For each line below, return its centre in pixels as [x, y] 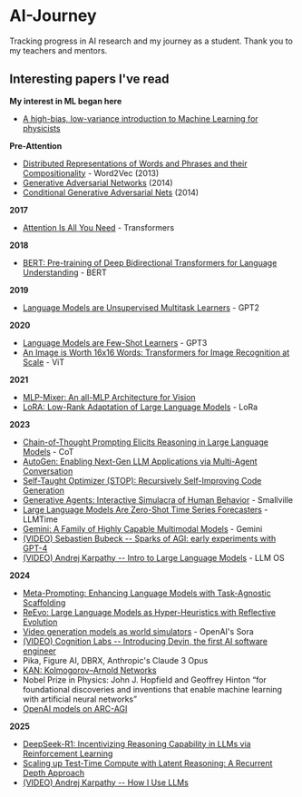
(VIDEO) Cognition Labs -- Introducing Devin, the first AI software [145, 641]
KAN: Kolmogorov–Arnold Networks [89, 670]
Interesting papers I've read [89, 79]
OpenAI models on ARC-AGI [75, 708]
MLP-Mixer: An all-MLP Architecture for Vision [109, 397]
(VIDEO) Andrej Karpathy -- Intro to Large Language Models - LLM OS [153, 557]
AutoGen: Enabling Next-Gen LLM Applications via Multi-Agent [140, 461]
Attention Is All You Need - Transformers [98, 227]
